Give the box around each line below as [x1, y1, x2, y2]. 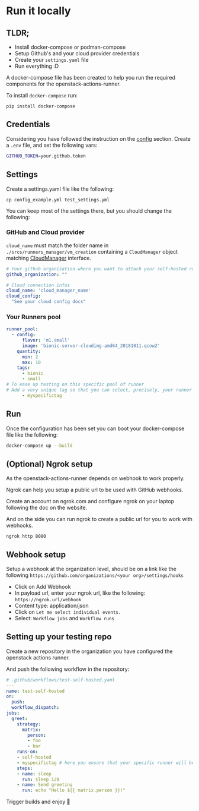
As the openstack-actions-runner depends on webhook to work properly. [6, 475, 185, 482]
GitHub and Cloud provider [6, 228, 85, 236]
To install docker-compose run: [6, 92, 78, 99]
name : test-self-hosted [6, 688, 65, 694]
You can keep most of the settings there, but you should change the [6, 207, 172, 214]
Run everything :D [14, 62, 59, 70]
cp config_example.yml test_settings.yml [6, 197, 110, 203]
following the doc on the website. [6, 504, 88, 512]
